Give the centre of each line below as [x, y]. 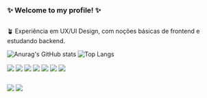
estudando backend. [36, 41]
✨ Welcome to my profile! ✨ [54, 10]
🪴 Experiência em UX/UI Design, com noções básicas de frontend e [103, 31]
